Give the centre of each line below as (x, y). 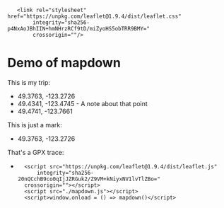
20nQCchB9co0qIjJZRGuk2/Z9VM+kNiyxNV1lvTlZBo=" (89, 179)
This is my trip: (29, 82)
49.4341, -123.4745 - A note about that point (83, 103)
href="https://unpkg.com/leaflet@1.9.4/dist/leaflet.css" (94, 16)
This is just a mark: (35, 125)
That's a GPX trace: (36, 152)
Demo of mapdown (64, 63)
